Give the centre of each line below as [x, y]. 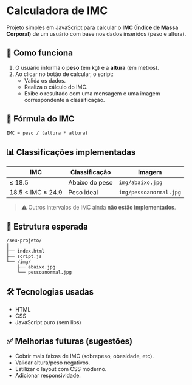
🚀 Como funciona [39, 53]
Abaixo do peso [91, 183]
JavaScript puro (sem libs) [48, 322]
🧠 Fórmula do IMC [40, 119]
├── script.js [24, 257]
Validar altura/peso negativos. [53, 363]
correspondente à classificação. [64, 100]
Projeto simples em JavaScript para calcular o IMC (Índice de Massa [92, 27]
